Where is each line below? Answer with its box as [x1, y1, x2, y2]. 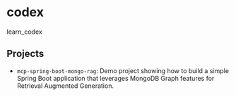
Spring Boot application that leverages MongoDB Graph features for [16, 74, 215, 82]
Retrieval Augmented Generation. [16, 82, 114, 90]
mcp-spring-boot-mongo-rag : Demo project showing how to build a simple [16, 66, 229, 75]
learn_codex [6, 27, 43, 36]
